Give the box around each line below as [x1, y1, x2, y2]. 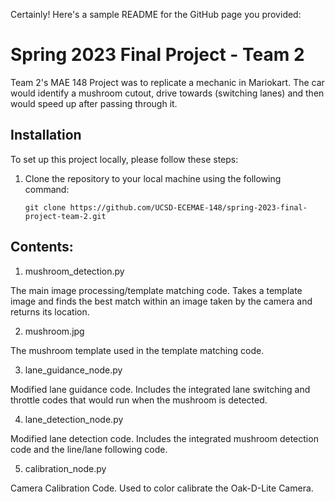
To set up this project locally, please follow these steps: [10, 153, 239, 165]
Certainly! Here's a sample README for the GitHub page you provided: [10, 9, 302, 20]
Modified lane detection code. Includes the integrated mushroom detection [10, 432, 319, 444]
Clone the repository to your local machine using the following [24, 172, 282, 184]
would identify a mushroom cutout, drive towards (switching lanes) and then [10, 87, 325, 99]
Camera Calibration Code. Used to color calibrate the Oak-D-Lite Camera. [10, 482, 314, 494]
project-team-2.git [24, 211, 107, 221]
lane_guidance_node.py [24, 364, 123, 376]
